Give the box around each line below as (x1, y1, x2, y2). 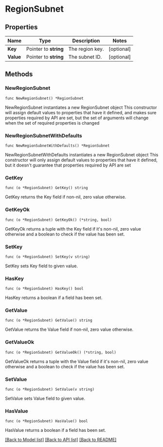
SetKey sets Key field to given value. (5, 263, 78, 269)
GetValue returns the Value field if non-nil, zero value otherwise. (5, 326, 134, 333)
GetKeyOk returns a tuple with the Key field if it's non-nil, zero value (5, 226, 141, 232)
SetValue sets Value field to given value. (5, 396, 85, 402)
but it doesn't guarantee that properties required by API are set (5, 162, 131, 168)
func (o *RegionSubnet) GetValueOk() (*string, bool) (5, 350, 117, 355)
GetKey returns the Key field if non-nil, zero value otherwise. (5, 194, 127, 200)
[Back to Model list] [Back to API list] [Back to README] (5, 437, 117, 443)
